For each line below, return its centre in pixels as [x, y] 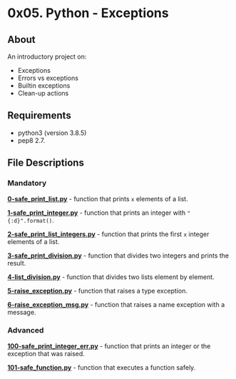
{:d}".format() [30, 221]
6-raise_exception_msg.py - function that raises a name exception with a [116, 304]
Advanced [26, 330]
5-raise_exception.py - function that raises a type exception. [97, 290]
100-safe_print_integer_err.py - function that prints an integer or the [109, 346]
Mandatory [27, 183]
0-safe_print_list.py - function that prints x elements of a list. [98, 198]
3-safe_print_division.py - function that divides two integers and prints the [118, 256]
